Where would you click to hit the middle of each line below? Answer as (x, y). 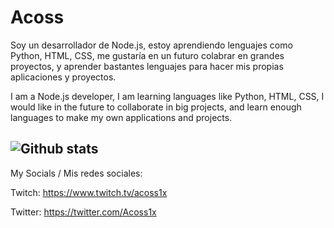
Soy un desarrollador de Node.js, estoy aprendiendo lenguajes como (151, 45)
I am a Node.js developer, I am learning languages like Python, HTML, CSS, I (167, 96)
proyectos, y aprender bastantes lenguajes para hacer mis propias (147, 66)
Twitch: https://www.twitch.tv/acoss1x (89, 192)
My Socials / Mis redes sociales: (76, 173)
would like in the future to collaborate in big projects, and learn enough (156, 107)
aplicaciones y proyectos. (63, 77)
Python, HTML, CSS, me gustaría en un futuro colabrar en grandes (147, 55)
